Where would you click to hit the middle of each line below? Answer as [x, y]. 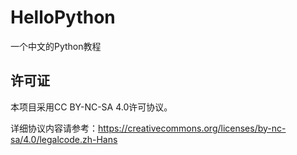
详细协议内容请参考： [54, 128]
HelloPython [63, 17]
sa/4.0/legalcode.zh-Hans [64, 139]
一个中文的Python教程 [56, 46]
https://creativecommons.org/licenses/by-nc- [192, 128]
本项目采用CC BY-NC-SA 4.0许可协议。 [91, 107]
